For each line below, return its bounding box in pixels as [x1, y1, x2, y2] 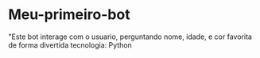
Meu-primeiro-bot [8, 6, 130, 24]
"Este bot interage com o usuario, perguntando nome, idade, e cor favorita [8, 32, 253, 41]
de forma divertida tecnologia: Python [8, 40, 133, 49]
